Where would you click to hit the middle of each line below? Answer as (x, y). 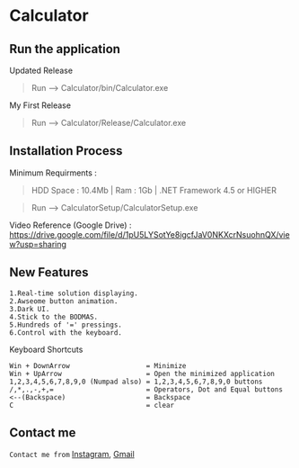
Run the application (65, 49)
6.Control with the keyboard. (66, 333)
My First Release (40, 105)
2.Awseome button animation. (64, 301)
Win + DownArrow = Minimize (98, 365)
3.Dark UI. (30, 309)
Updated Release (41, 70)
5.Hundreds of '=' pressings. (66, 325)
